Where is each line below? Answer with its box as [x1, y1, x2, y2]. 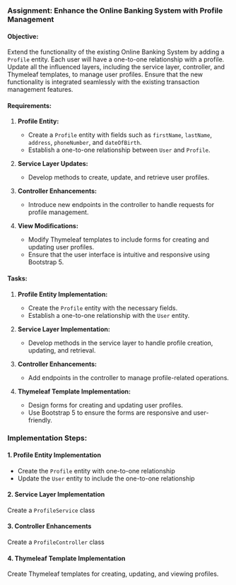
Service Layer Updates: [17, 160, 88, 168]
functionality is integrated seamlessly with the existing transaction [7, 78, 200, 86]
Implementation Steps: [7, 433, 88, 443]
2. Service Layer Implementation [7, 490, 105, 499]
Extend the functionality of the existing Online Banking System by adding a [7, 48, 225, 57]
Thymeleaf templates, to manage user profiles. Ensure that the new [7, 70, 203, 79]
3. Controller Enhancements [7, 522, 92, 531]
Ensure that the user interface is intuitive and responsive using [28, 250, 211, 259]
